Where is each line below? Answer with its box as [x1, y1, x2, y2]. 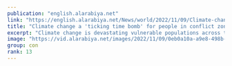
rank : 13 [7, 49, 32, 56]
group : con [7, 42, 39, 49]
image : [7, 36, 26, 43]
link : [7, 16, 23, 23]
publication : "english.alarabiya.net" [7, 10, 119, 17]
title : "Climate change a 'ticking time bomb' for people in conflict [7, 23, 215, 30]
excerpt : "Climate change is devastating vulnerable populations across [7, 29, 221, 36]
